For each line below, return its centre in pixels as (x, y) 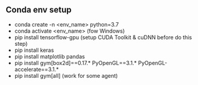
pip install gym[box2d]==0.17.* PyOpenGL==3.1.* (76, 63)
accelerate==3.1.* (36, 69)
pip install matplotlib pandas (50, 56)
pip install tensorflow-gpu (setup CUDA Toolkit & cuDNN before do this (103, 37)
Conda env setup (39, 10)
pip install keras (34, 50)
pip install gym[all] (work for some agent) (66, 75)
